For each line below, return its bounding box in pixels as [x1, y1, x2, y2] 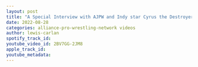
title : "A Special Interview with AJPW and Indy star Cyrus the [6, 14, 167, 20]
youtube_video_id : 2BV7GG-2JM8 [6, 41, 83, 47]
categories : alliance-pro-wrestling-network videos [6, 24, 136, 31]
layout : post [6, 8, 38, 15]
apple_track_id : [6, 47, 46, 52]
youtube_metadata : [6, 52, 51, 58]
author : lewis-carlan [6, 30, 60, 36]
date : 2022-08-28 [6, 19, 49, 25]
